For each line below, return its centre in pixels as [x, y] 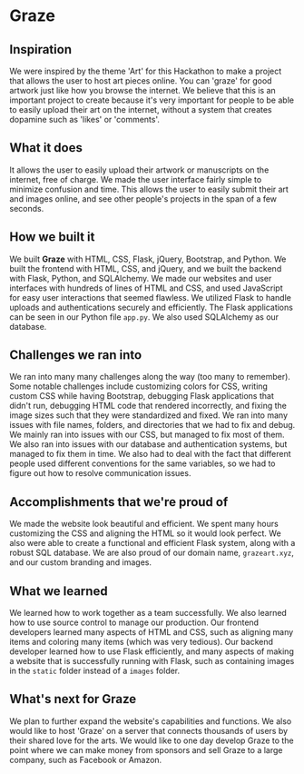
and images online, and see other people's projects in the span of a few [143, 198]
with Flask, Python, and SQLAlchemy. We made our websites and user [141, 278]
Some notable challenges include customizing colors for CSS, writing [138, 386]
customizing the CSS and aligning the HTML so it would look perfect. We [145, 533]
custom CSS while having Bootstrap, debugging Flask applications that [142, 396]
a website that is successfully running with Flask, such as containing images [152, 661]
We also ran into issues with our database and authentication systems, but [148, 444]
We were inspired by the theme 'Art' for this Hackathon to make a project [146, 71]
